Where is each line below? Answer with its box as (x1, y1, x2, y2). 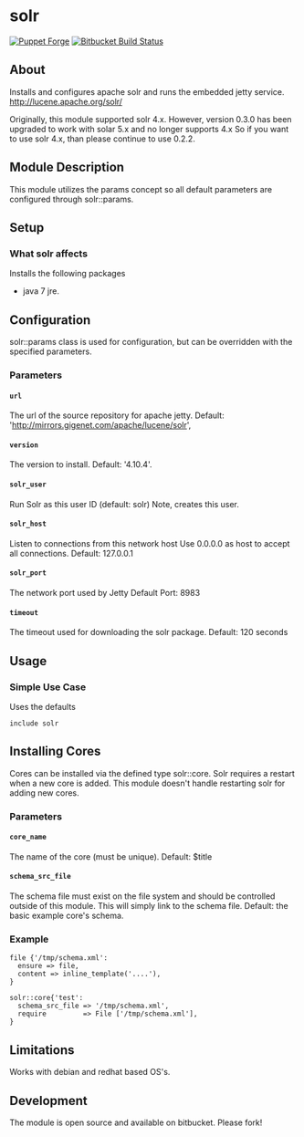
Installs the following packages (9, 268, 126, 279)
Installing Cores (9, 744, 101, 759)
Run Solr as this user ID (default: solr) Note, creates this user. (9, 498, 239, 509)
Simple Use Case (9, 681, 87, 694)
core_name (9, 832, 47, 842)
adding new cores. (9, 787, 79, 798)
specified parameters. (9, 346, 93, 357)
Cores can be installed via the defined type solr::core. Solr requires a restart (9, 767, 295, 778)
